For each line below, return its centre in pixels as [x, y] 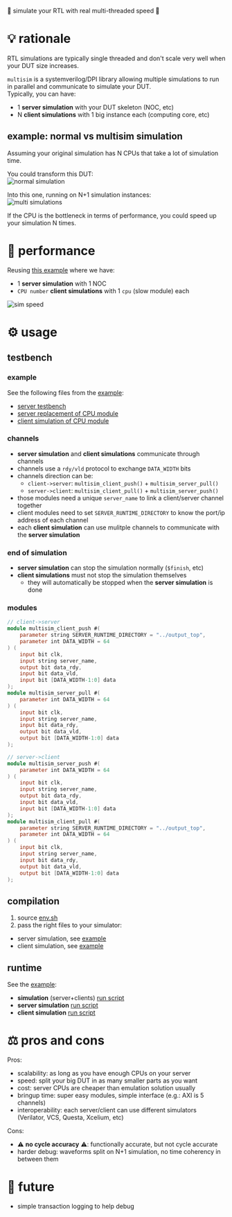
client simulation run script [56, 1013]
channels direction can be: [55, 475]
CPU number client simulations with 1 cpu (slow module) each [103, 290]
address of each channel [53, 520]
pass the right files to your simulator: [70, 925]
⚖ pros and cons [56, 1041]
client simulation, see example [60, 946]
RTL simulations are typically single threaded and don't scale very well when [116, 58]
